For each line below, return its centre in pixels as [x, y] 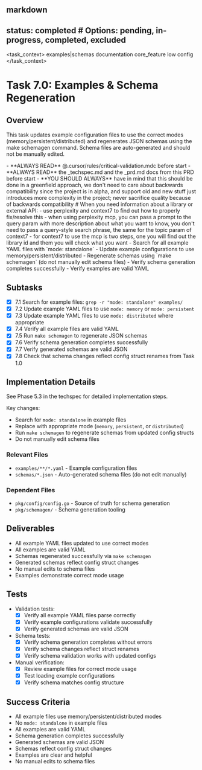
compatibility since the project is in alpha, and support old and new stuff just [101, 191]
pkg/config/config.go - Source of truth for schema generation [92, 503]
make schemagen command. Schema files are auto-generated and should [98, 148]
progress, [25, 40]
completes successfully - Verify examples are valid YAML [78, 269]
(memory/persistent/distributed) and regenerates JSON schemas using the [99, 141]
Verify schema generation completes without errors [88, 642]
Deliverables [30, 529]
